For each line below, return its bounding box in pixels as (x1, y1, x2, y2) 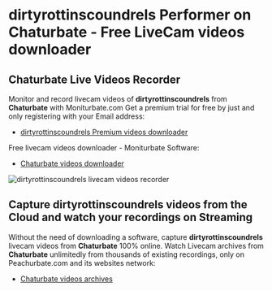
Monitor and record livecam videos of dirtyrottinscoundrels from (8, 94, 227, 103)
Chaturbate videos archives (19, 274, 114, 284)
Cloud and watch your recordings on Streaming (8, 211, 253, 224)
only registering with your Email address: (8, 111, 145, 121)
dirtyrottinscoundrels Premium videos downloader (19, 128, 188, 137)
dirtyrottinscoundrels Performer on (8, 6, 252, 24)
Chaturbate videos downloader (19, 159, 124, 168)
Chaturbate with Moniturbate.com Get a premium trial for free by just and (8, 103, 255, 112)
